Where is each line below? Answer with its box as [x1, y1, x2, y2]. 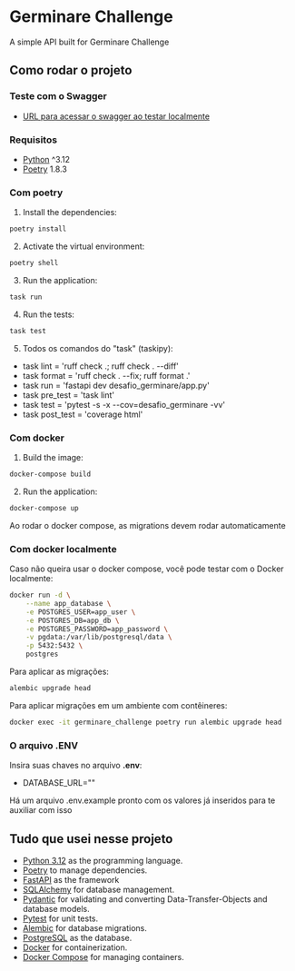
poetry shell [9, 259, 59, 268]
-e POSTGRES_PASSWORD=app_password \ [25, 624, 169, 633]
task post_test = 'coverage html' [22, 409, 143, 420]
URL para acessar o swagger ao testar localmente [22, 111, 211, 122]
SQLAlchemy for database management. [22, 884, 175, 895]
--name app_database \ [25, 599, 112, 608]
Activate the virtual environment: [22, 241, 145, 252]
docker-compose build [9, 470, 92, 479]
